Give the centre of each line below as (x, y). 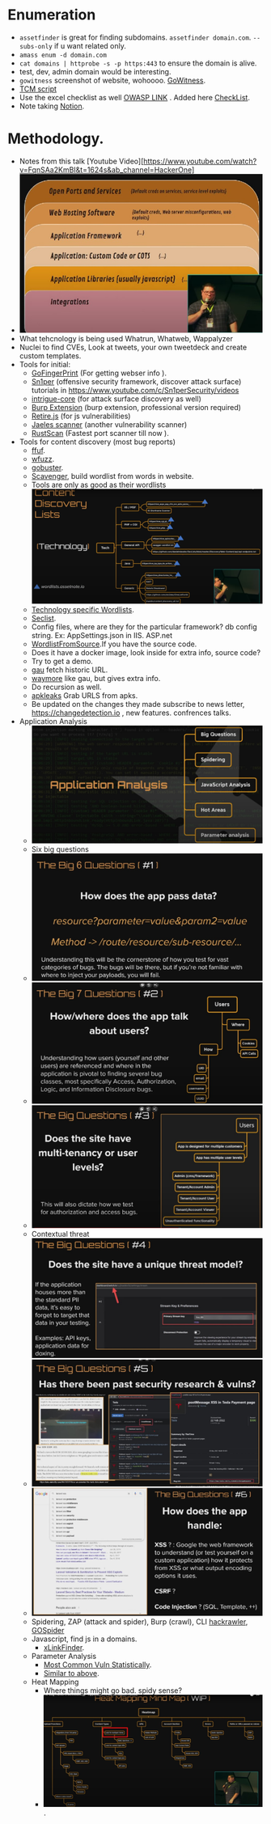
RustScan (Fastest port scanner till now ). (100, 433)
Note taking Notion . (52, 106)
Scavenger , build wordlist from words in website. (112, 476)
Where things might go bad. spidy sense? (113, 1690)
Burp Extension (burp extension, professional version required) (136, 407)
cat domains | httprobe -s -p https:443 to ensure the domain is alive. (138, 63)
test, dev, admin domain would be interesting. (95, 71)
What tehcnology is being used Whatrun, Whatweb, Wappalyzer (126, 338)
